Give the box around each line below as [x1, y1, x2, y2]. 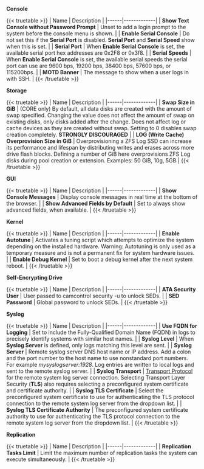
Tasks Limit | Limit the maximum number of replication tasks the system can [6, 450, 197, 456]
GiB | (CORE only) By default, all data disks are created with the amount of [6, 105, 192, 112]
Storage [6, 87, 27, 94]
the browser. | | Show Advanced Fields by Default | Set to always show [6, 200, 186, 207]
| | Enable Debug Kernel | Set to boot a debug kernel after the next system [6, 255, 193, 263]
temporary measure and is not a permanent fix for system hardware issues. [6, 249, 195, 256]
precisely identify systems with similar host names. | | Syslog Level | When [6, 335, 194, 342]
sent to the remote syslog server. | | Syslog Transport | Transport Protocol [6, 367, 193, 375]
